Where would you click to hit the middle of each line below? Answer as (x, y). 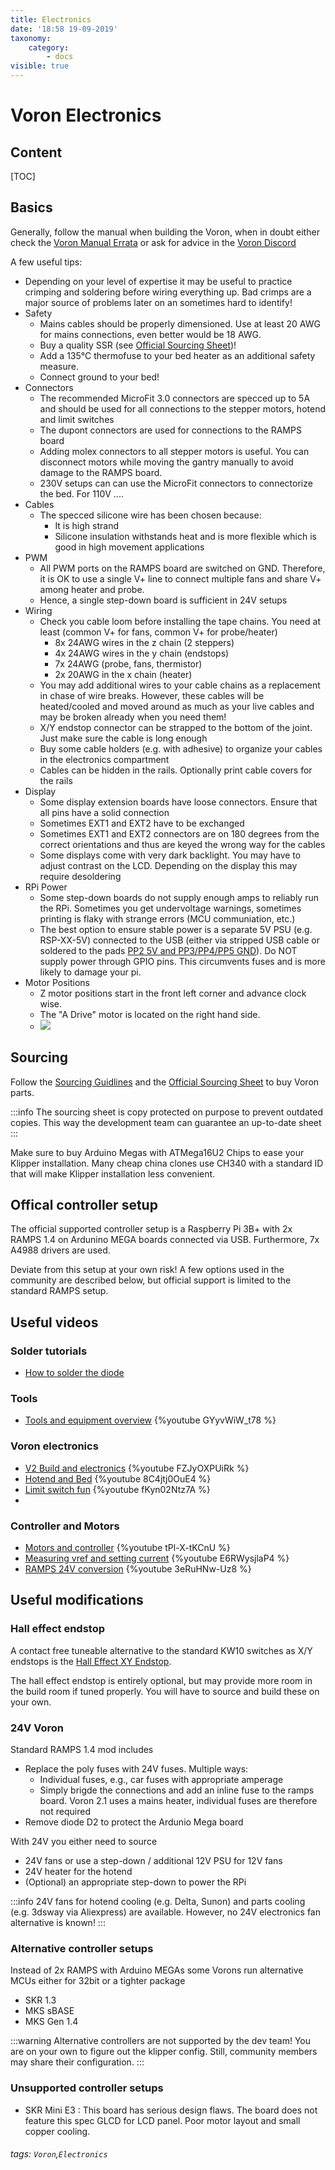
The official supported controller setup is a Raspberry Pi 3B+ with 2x (151, 1229)
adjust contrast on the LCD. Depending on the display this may (168, 865)
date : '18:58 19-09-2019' (64, 29)
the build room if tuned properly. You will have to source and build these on (165, 1691)
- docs (60, 57)
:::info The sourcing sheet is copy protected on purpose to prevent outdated (166, 1112)
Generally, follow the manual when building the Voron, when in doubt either (165, 232)
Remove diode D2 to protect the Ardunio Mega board (134, 1822)
